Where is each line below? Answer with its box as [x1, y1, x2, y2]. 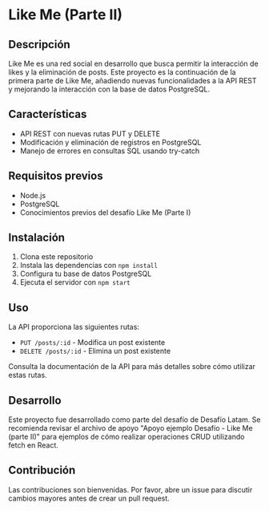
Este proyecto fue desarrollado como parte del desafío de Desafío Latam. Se [8, 415, 261, 424]
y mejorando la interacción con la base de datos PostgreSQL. [8, 84, 211, 94]
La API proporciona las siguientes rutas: [8, 322, 140, 332]
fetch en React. [8, 440, 58, 450]
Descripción [8, 38, 70, 51]
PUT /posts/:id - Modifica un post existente [19, 338, 166, 347]
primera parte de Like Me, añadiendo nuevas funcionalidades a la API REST [8, 76, 258, 85]
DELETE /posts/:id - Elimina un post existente [19, 347, 171, 356]
